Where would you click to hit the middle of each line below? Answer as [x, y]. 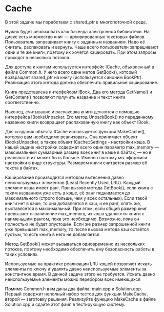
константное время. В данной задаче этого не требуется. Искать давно [80, 274]
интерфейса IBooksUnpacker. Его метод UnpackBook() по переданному [79, 117]
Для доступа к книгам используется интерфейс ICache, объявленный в [80, 67]
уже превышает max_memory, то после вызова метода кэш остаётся [77, 229]
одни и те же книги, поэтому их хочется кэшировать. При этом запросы [81, 52]
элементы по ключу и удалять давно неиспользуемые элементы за [76, 269]
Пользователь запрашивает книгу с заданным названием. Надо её [75, 42]
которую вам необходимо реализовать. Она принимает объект [71, 137]
